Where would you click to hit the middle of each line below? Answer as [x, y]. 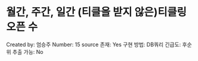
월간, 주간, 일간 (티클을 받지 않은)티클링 [96, 12]
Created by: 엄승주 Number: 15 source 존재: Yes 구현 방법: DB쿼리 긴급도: [94, 44]
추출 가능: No [28, 52]
